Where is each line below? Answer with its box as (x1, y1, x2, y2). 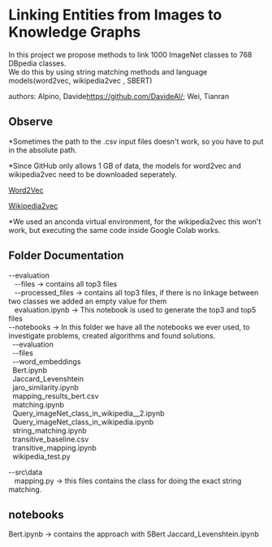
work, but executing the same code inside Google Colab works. (8, 225, 221, 235)
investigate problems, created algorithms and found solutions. (8, 330, 216, 340)
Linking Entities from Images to (8, 6, 222, 24)
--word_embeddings (11, 356, 81, 366)
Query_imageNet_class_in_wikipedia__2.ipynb (11, 408, 165, 418)
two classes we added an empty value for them (8, 296, 167, 306)
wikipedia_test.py (11, 451, 71, 461)
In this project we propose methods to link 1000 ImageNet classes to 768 (8, 50, 253, 59)
